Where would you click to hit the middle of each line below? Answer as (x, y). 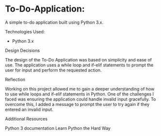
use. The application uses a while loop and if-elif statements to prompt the (79, 65)
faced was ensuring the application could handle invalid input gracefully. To (80, 99)
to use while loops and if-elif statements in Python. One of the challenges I (80, 94)
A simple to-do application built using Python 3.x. (54, 22)
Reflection (15, 79)
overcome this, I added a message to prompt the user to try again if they (77, 104)
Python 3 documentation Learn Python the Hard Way (58, 128)
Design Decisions (23, 50)
